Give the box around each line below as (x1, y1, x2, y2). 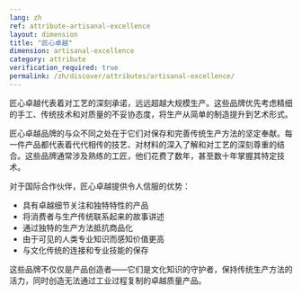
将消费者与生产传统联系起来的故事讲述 (22, 210, 164, 221)
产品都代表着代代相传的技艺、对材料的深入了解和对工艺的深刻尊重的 (24, 138, 277, 149)
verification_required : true (9, 64, 119, 73)
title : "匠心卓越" (9, 38, 74, 48)
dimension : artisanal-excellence (9, 47, 135, 56)
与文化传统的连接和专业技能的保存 (22, 245, 149, 255)
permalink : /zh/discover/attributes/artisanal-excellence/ (9, 72, 235, 81)
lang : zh (9, 13, 42, 22)
